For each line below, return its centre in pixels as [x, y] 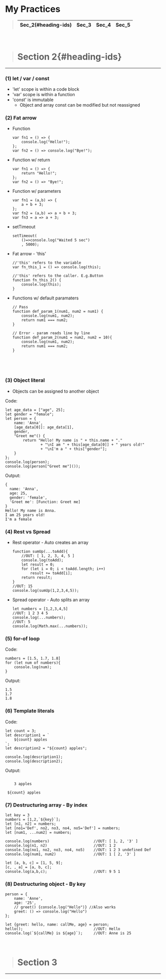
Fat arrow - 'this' [29, 254]
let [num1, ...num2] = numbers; [38, 832]
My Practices [33, 9]
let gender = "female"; [30, 414]
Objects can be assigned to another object [56, 391]
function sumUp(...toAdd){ [40, 552]
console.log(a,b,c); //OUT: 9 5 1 [63, 871]
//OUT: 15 [22, 586]
